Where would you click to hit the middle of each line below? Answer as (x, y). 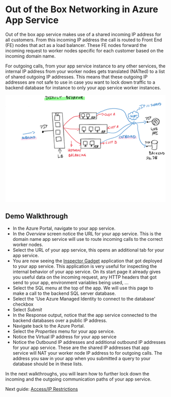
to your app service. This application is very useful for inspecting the (85, 266)
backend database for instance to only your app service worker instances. (83, 87)
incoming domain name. (31, 56)
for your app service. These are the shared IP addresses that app (81, 348)
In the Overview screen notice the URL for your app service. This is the (87, 234)
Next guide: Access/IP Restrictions (41, 389)
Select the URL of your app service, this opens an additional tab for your (88, 250)
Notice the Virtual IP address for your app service (65, 337)
